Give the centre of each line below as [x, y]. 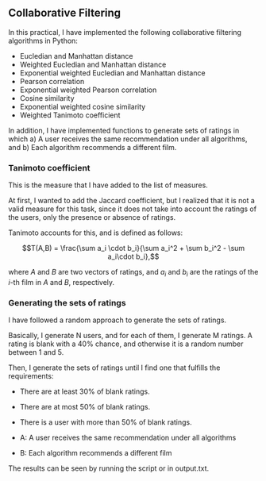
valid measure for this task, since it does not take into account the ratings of [132, 209]
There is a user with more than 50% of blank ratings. [106, 422]
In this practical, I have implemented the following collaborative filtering [125, 32]
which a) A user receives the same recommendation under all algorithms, [128, 139]
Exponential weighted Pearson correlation [88, 90]
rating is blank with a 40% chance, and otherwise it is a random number [126, 344]
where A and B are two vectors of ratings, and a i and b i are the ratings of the [133, 273]
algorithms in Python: [43, 40]
